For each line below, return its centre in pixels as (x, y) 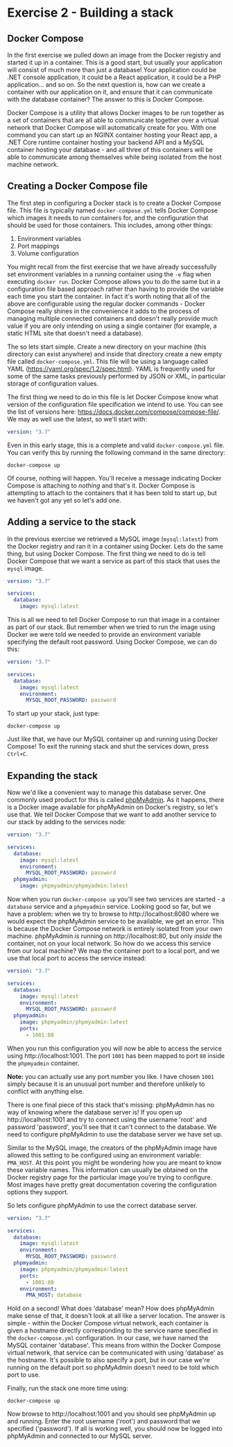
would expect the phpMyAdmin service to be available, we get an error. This (116, 921)
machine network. (33, 164)
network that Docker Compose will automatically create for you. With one (112, 127)
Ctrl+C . (17, 754)
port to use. (24, 1375)
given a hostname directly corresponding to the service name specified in (113, 1330)
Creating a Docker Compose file (77, 186)
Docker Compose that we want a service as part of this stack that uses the (114, 561)
